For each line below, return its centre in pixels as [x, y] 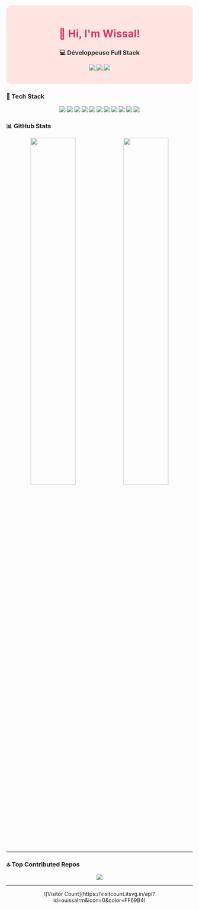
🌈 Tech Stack [25, 97]
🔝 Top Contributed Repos [43, 864]
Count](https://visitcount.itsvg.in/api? [110, 894]
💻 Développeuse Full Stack [99, 53]
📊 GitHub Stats [29, 126]
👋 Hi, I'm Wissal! [99, 34]
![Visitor [54, 894]
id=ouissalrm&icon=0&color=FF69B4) [99, 900]
